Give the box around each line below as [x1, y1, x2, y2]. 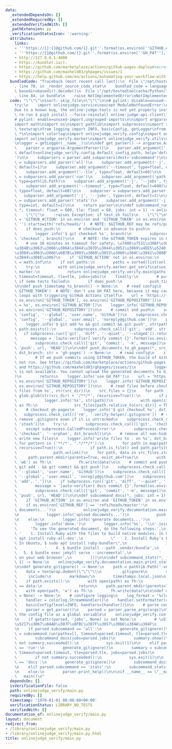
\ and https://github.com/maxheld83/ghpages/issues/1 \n [14, 365, 137, 370]
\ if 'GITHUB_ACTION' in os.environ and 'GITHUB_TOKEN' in [14, 498, 150, 503]
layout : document [5, 717, 42, 722]
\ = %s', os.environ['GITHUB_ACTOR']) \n [14, 303, 102, 308]
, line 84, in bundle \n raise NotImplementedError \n [14, 93, 137, 98]
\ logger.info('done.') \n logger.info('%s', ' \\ [14, 522, 153, 527]
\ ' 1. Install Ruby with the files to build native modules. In [14, 531, 164, 537]
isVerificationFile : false [10, 683, 68, 689]
